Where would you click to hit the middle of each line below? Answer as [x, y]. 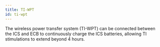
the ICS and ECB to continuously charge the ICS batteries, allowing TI [76, 34]
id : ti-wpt [16, 14]
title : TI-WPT [20, 10]
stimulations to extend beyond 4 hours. [45, 39]
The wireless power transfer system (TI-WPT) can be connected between [80, 28]
